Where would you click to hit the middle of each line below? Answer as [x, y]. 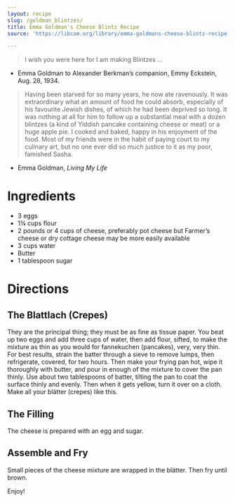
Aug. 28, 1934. [38, 81]
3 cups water [36, 246]
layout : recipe [29, 14]
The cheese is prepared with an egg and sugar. [75, 431]
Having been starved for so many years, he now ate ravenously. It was [126, 94]
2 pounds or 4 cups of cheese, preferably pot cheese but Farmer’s [114, 231]
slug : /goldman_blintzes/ [45, 20]
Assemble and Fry [48, 453]
